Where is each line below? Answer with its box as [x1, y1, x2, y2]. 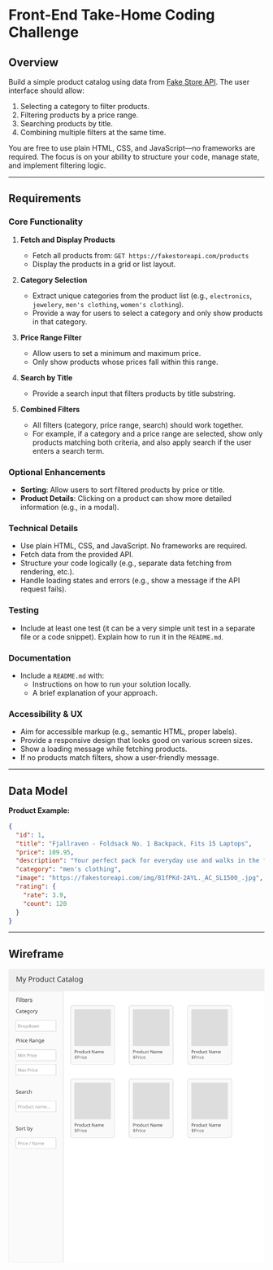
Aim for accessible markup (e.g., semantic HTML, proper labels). [19, 727, 237, 736]
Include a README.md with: [19, 670, 105, 680]
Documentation [8, 652, 71, 663]
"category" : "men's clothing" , [15, 865, 122, 873]
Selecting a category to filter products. [19, 102, 150, 111]
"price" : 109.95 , [15, 848, 75, 856]
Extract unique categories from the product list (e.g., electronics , [32, 291, 253, 301]
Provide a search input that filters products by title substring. [32, 389, 236, 398]
